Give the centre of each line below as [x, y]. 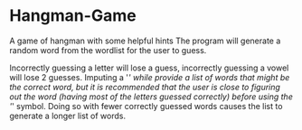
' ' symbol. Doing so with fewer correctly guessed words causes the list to [146, 106]
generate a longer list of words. [68, 116]
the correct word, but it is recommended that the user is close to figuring [145, 87]
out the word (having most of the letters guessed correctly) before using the [151, 97]
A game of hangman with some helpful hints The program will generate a [145, 41]
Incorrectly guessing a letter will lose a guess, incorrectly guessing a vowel [149, 68]
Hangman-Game [73, 16]
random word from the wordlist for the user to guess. [108, 50]
